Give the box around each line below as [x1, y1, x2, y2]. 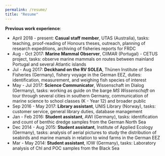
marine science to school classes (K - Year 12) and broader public [12, 98, 146, 104]
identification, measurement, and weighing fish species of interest [12, 77, 147, 83]
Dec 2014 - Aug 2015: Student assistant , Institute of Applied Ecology [12, 124, 153, 130]
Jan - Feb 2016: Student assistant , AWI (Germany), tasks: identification [12, 114, 158, 119]
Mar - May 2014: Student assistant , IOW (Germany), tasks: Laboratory [12, 140, 156, 146]
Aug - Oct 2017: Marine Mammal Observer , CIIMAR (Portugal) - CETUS [12, 50, 158, 57]
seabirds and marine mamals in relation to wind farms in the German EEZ [12, 134, 160, 141]
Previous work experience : [5, 25, 62, 31]
